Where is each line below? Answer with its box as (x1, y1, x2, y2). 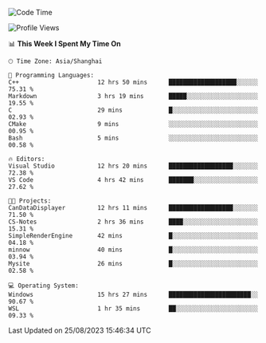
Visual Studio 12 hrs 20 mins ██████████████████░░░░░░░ (8, 162, 259, 170)
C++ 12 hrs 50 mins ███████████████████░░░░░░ (8, 78, 259, 86)
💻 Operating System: (8, 282, 80, 290)
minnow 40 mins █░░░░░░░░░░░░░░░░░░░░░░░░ (8, 246, 259, 254)
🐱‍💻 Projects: (8, 197, 52, 205)
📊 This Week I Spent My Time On (8, 39, 121, 48)
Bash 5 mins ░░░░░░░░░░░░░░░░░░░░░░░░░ (8, 134, 259, 142)
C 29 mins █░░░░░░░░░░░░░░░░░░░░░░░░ (8, 106, 259, 114)
